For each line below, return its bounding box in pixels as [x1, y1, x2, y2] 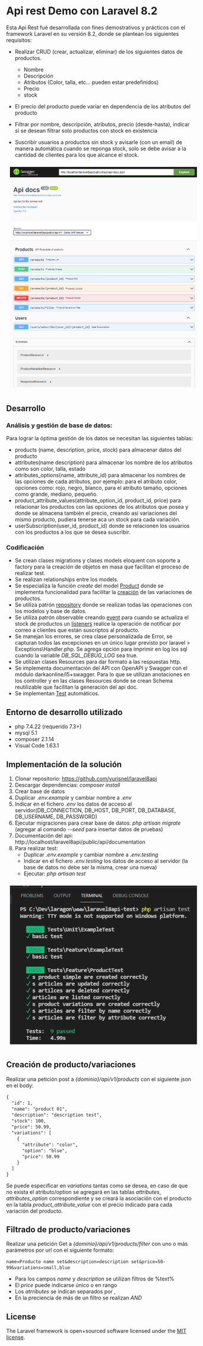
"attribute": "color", [21, 1142, 78, 1148]
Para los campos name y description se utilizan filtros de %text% [14, 1275, 175, 1282]
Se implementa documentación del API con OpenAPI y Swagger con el [14, 664, 188, 672]
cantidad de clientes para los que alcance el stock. [14, 151, 139, 158]
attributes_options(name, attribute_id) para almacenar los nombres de [14, 472, 186, 479]
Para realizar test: [14, 844, 58, 851]
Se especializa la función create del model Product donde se [14, 582, 164, 589]
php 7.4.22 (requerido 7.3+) [14, 723, 82, 730]
